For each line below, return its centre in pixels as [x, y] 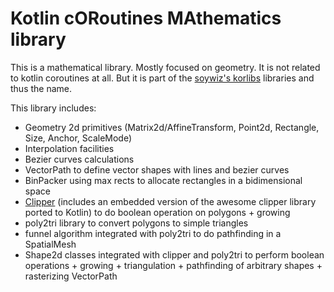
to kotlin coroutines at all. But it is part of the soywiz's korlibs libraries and [162, 78]
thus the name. [41, 88]
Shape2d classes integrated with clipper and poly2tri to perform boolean [174, 254]
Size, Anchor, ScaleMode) [78, 138]
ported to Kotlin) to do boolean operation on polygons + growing [157, 212]
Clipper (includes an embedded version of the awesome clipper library [170, 201]
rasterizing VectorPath [71, 276]
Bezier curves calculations [79, 159]
